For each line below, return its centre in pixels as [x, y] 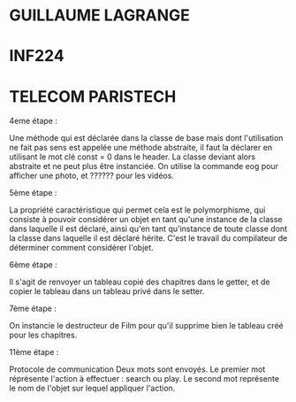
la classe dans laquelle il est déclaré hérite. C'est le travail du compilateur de [148, 238]
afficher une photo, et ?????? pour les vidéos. [92, 176]
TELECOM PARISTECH [93, 96]
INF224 [37, 56]
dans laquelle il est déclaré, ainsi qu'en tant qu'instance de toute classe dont [148, 229]
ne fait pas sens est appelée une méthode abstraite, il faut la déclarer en [140, 148]
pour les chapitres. [43, 335]
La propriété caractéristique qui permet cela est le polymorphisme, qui [137, 210]
